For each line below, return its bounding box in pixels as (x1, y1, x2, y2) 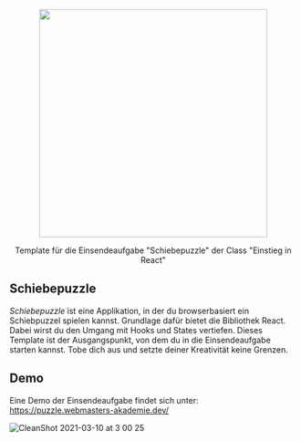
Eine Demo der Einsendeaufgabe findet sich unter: (9, 395, 199, 405)
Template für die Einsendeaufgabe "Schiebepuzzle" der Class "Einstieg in (15, 245, 292, 256)
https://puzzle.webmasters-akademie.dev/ (9, 405, 170, 416)
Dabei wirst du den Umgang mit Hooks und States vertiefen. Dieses (9, 324, 263, 335)
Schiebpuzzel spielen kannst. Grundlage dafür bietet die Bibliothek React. (9, 315, 285, 326)
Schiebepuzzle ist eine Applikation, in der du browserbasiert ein (9, 305, 249, 316)
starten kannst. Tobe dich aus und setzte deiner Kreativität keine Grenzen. (9, 343, 289, 355)
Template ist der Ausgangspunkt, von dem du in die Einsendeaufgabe (9, 334, 271, 345)
